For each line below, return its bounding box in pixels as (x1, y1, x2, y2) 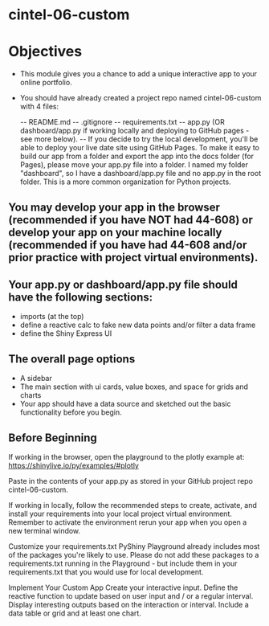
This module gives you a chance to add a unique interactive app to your (19, 69, 258, 79)
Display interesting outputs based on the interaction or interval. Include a (8, 599, 249, 609)
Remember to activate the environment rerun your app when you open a (8, 517, 247, 527)
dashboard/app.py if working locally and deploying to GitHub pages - (19, 126, 250, 136)
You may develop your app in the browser (8, 200, 221, 214)
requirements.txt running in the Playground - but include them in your (8, 558, 238, 568)
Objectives (8, 43, 83, 61)
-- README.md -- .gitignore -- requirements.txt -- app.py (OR (19, 117, 225, 127)
